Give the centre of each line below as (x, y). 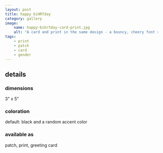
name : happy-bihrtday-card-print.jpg (52, 28)
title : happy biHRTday (28, 14)
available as (19, 135)
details (16, 74)
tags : (10, 37)
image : (12, 23)
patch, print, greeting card (31, 145)
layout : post (18, 9)
